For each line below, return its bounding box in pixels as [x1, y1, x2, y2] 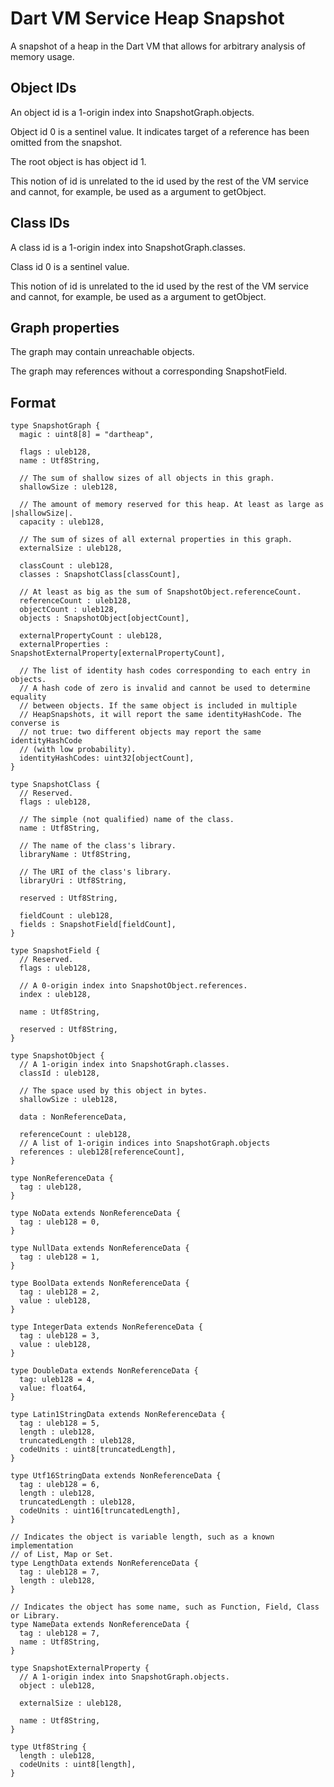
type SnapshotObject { [10, 1051, 105, 1061]
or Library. [10, 1611, 60, 1621]
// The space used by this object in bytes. [19, 1086, 208, 1096]
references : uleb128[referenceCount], [19, 1147, 186, 1157]
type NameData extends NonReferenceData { [10, 1620, 190, 1630]
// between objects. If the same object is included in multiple [19, 701, 298, 711]
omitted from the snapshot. [10, 136, 123, 148]
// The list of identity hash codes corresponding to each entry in [19, 666, 311, 676]
